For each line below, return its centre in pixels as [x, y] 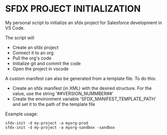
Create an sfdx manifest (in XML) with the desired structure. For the [82, 88]
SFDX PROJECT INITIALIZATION [73, 9]
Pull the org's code [32, 58]
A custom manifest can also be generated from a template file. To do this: [81, 78]
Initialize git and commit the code [46, 63]
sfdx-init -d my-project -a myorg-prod [47, 123]
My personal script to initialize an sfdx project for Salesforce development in [84, 23]
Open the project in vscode [40, 69]
